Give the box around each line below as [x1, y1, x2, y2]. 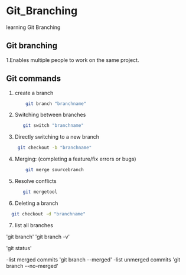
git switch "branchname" [22, 123, 84, 129]
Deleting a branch [14, 199, 58, 207]
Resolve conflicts [14, 178, 57, 185]
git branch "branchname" [25, 100, 87, 107]
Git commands [6, 74, 61, 84]
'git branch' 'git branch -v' [6, 233, 70, 240]
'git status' [6, 244, 32, 251]
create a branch [14, 89, 54, 96]
